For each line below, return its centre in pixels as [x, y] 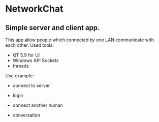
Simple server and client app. [53, 28]
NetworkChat [34, 9]
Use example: [20, 76]
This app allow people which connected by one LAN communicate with [80, 40]
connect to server [31, 85]
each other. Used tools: [30, 45]
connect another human [38, 105]
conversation [26, 115]
